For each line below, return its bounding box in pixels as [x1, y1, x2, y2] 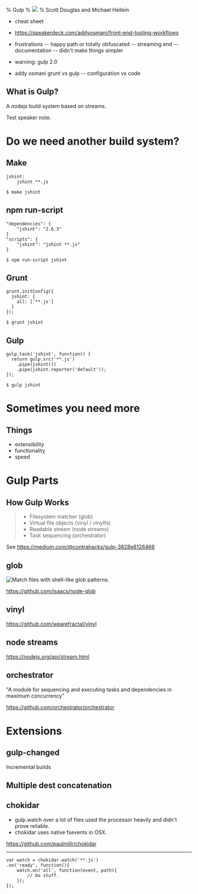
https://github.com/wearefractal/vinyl [6, 620, 97, 627]
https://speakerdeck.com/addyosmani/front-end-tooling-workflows [14, 30, 179, 36]
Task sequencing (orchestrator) [29, 532, 106, 539]
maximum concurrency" [6, 692, 65, 699]
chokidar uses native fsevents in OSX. [14, 828, 107, 836]
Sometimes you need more [6, 402, 140, 415]
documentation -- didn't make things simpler [14, 47, 124, 54]
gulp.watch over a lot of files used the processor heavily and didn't [14, 816, 177, 823]
